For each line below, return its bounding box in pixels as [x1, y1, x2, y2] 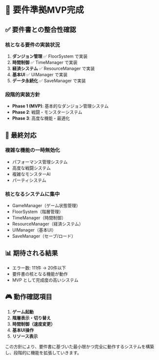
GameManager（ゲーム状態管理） [12, 203, 80, 209]
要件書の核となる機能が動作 [12, 271, 68, 276]
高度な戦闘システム [12, 165, 51, 171]
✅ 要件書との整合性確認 [5, 25, 77, 34]
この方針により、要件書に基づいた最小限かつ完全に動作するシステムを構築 [5, 343, 155, 349]
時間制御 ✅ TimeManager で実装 [12, 59, 78, 65]
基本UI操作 [12, 327, 34, 333]
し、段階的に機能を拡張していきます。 [5, 350, 82, 356]
